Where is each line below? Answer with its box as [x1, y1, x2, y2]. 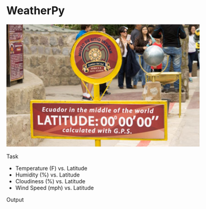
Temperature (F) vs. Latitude [15, 165, 88, 172]
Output [6, 196, 24, 203]
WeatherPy [6, 4, 66, 18]
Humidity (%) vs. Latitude [15, 171, 80, 178]
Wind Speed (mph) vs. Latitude [15, 184, 94, 192]
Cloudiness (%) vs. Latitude [15, 178, 86, 185]
